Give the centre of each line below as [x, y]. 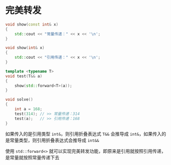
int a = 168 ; [28, 109]
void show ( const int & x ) [32, 24]
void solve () [19, 100]
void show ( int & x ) [25, 48]
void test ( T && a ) [24, 76]
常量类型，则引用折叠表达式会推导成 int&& [54, 140]
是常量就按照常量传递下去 [32, 157]
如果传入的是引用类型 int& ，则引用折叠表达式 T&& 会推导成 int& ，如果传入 [83, 134]
